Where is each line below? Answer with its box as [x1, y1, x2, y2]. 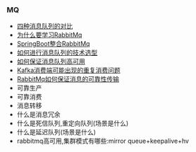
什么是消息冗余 [16, 110, 61, 119]
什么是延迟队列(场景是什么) [16, 128, 97, 136]
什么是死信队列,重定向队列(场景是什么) [16, 119, 129, 128]
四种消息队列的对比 [16, 22, 73, 30]
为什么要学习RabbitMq [16, 30, 82, 40]
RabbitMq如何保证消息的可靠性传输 [16, 75, 119, 83]
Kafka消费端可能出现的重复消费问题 [16, 66, 121, 75]
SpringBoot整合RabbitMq [16, 40, 90, 48]
